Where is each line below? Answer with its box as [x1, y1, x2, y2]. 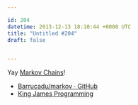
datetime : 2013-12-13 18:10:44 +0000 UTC [7, 23, 132, 31]
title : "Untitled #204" [7, 30, 78, 37]
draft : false [7, 36, 46, 43]
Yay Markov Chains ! [7, 68, 66, 77]
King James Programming [17, 89, 94, 98]
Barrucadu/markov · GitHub [17, 82, 98, 91]
